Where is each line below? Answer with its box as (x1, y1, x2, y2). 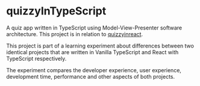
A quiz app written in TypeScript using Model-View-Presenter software (6, 24, 183, 31)
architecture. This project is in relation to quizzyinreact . (6, 30, 143, 37)
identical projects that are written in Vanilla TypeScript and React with (6, 48, 179, 55)
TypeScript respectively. (6, 55, 67, 62)
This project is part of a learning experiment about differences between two (6, 42, 195, 49)
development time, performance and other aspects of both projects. (6, 73, 175, 80)
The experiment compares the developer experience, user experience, (6, 66, 182, 73)
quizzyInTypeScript (6, 4, 107, 18)
